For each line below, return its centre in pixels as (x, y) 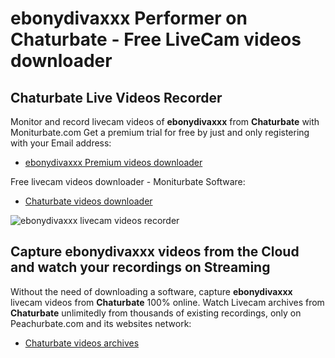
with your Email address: (61, 143)
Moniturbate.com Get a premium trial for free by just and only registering (160, 132)
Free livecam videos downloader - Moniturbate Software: (128, 181)
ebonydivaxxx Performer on (129, 18)
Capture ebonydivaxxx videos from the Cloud (155, 252)
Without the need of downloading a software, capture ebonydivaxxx (151, 291)
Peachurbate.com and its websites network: (101, 323)
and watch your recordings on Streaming (140, 267)
